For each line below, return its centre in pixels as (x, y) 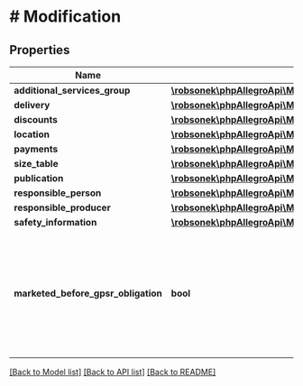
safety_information (55, 222)
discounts (36, 119)
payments (36, 149)
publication (39, 178)
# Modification (65, 17)
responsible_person (58, 193)
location (32, 134)
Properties (40, 50)
